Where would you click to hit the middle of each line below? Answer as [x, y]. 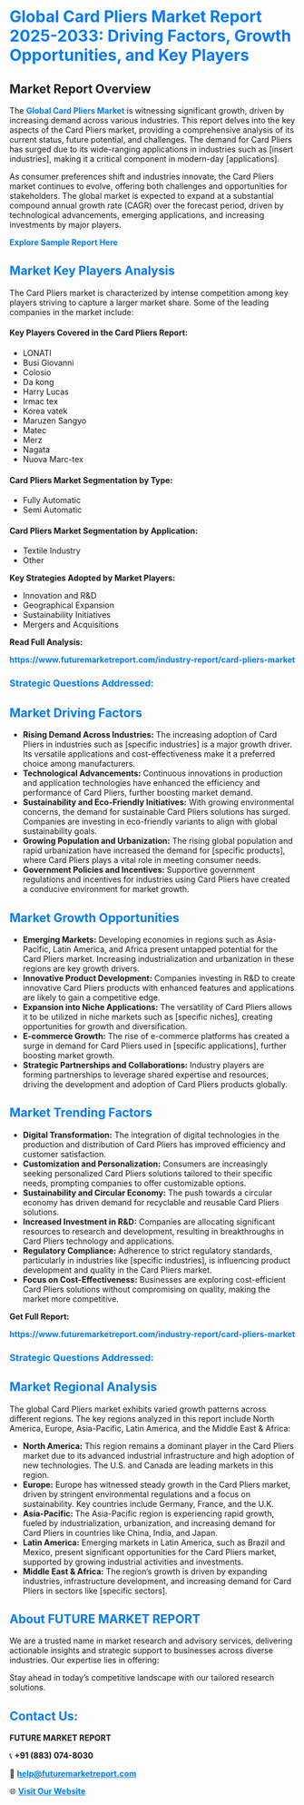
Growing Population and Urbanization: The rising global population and [157, 841]
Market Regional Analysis [83, 1387]
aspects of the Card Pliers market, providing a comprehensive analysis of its [152, 130]
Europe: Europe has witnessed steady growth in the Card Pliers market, [157, 1484]
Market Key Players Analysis [92, 271]
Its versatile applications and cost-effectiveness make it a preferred [149, 754]
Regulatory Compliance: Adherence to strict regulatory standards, [147, 1250]
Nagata [36, 450]
